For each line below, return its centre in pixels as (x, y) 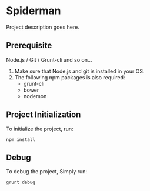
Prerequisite (29, 46)
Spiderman (34, 11)
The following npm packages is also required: (70, 77)
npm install (21, 139)
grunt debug (21, 182)
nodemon (35, 96)
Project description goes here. (43, 27)
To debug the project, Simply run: (46, 172)
